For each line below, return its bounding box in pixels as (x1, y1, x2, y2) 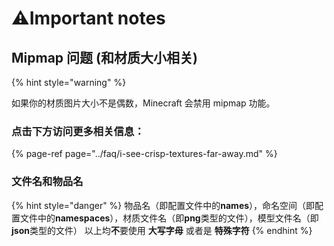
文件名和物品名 (11, 175, 84, 189)
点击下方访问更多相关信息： (11, 124, 145, 138)
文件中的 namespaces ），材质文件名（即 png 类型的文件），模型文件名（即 (19, 212, 319, 224)
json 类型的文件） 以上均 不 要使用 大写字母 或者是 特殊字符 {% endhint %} (11, 224, 313, 236)
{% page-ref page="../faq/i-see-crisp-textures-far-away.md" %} (11, 148, 278, 160)
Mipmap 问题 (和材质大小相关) (11, 49, 198, 66)
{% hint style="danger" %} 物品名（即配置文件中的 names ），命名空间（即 (11, 199, 316, 211)
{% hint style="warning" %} (11, 77, 127, 88)
